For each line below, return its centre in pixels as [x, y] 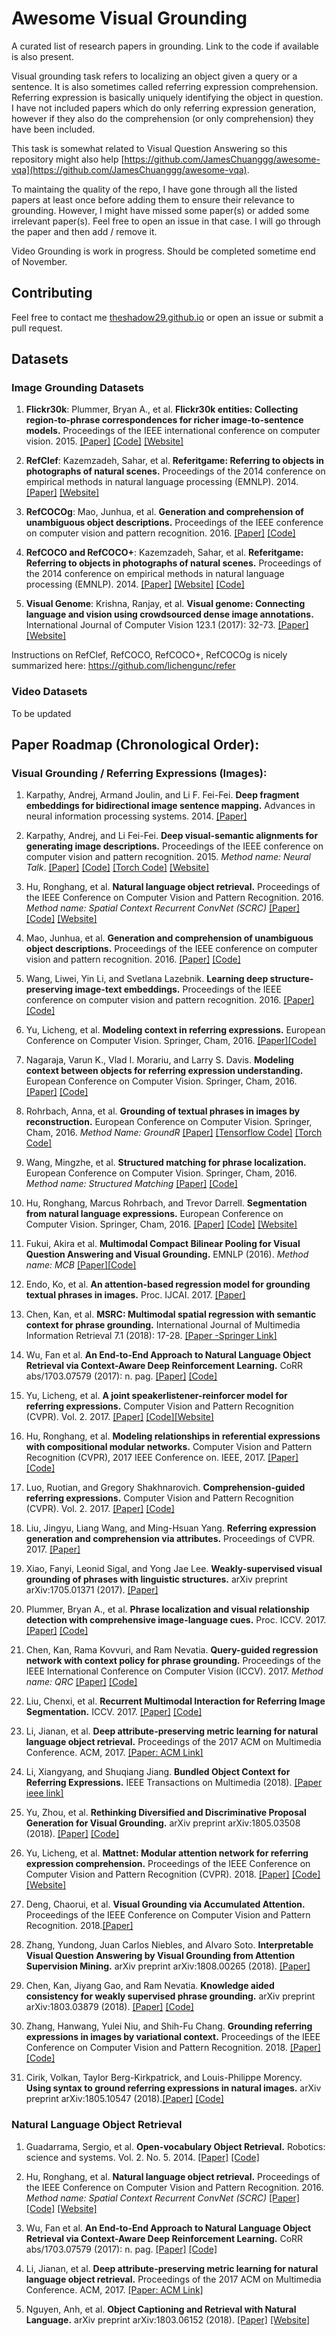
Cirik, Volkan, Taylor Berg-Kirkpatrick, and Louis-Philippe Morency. [164, 2078]
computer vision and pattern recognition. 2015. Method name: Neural [168, 857]
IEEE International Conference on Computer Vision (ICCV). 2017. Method [174, 1671]
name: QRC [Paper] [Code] [81, 1682]
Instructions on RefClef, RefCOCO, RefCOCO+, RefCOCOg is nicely [149, 655]
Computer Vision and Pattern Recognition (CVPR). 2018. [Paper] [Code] [173, 1874]
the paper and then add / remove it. [84, 231]
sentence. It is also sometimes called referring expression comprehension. [165, 86]
